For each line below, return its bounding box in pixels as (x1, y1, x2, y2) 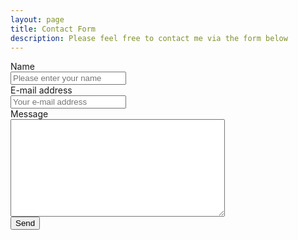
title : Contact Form (10, 24, 97, 34)
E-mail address (10, 84, 73, 96)
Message (10, 108, 49, 120)
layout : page (10, 14, 65, 25)
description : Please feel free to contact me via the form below (10, 33, 288, 43)
